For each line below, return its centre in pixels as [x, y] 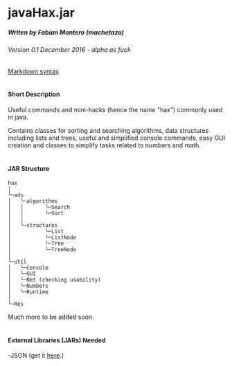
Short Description [34, 94]
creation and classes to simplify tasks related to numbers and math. [105, 145]
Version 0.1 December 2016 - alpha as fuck [69, 50]
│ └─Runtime [28, 292]
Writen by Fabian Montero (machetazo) [66, 32]
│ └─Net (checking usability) [54, 280]
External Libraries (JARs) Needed [57, 340]
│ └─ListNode [42, 238]
